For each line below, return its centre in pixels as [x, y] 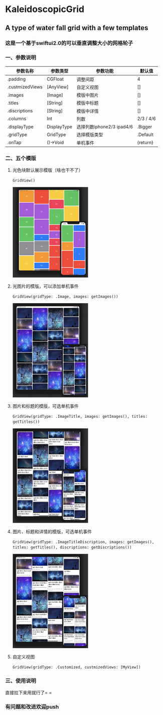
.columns [17, 118]
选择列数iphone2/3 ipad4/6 [105, 127]
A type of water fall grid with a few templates [77, 28]
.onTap [14, 143]
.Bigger [145, 127]
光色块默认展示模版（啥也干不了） [48, 170]
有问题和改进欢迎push [32, 707]
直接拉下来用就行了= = [29, 693]
